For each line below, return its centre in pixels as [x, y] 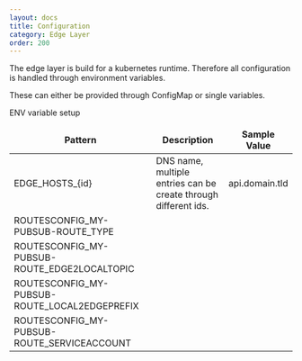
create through [187, 194]
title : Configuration [50, 26]
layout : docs [34, 18]
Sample [258, 134]
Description [188, 140]
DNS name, [180, 161]
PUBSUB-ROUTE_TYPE [64, 232]
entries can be [187, 184]
